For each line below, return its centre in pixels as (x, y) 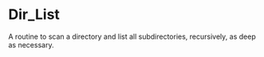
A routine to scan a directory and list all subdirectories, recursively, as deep (132, 36)
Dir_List (34, 15)
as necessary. (31, 44)
